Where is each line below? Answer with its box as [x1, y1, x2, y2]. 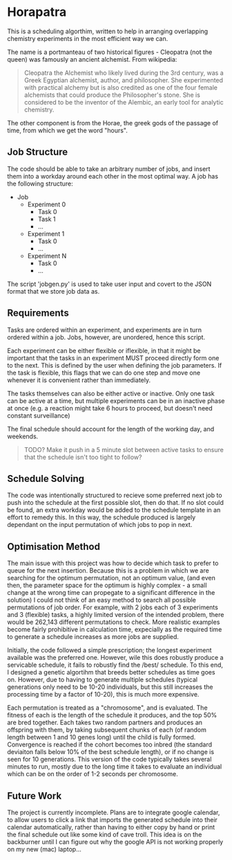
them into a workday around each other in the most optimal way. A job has [7, 172, 219, 180]
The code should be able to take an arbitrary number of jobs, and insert [7, 164, 211, 173]
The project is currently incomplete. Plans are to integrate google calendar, [7, 808, 220, 816]
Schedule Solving [7, 472, 85, 485]
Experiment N [27, 251, 67, 260]
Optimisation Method [7, 541, 100, 553]
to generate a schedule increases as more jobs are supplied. [7, 633, 180, 641]
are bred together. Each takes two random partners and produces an [7, 718, 202, 727]
